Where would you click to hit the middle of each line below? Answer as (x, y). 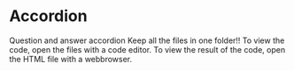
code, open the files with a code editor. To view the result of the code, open (147, 49)
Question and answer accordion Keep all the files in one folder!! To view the (147, 40)
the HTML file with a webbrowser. (71, 59)
